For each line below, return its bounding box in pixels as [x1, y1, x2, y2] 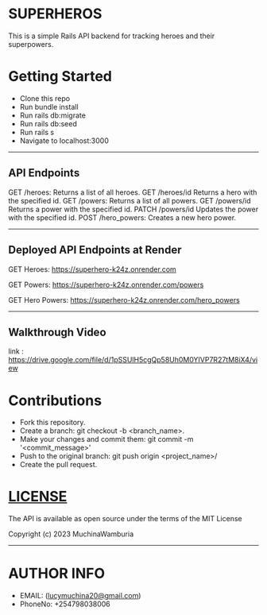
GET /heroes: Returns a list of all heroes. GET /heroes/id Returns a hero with [8, 188, 257, 197]
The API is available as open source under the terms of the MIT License [8, 514, 242, 524]
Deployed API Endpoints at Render [8, 243, 182, 257]
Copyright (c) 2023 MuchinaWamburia [8, 529, 134, 539]
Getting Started [8, 68, 113, 86]
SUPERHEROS [8, 5, 103, 23]
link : [8, 346, 24, 356]
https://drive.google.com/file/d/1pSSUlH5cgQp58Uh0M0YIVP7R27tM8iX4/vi [8, 355, 258, 365]
